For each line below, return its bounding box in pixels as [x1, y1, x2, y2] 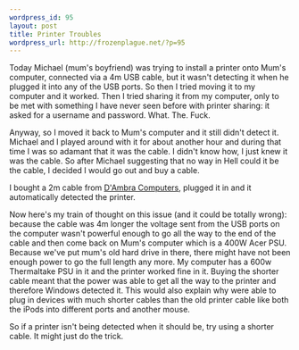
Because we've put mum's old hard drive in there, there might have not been [9, 247, 291, 258]
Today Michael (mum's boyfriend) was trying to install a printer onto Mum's [9, 62, 287, 73]
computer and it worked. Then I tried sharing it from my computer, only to [9, 91, 279, 102]
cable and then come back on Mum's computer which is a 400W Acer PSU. [9, 237, 287, 248]
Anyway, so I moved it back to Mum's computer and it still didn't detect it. [9, 127, 279, 138]
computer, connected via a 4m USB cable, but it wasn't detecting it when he [9, 72, 289, 83]
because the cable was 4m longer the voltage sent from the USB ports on [9, 219, 280, 229]
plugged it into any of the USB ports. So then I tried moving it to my [9, 81, 256, 92]
